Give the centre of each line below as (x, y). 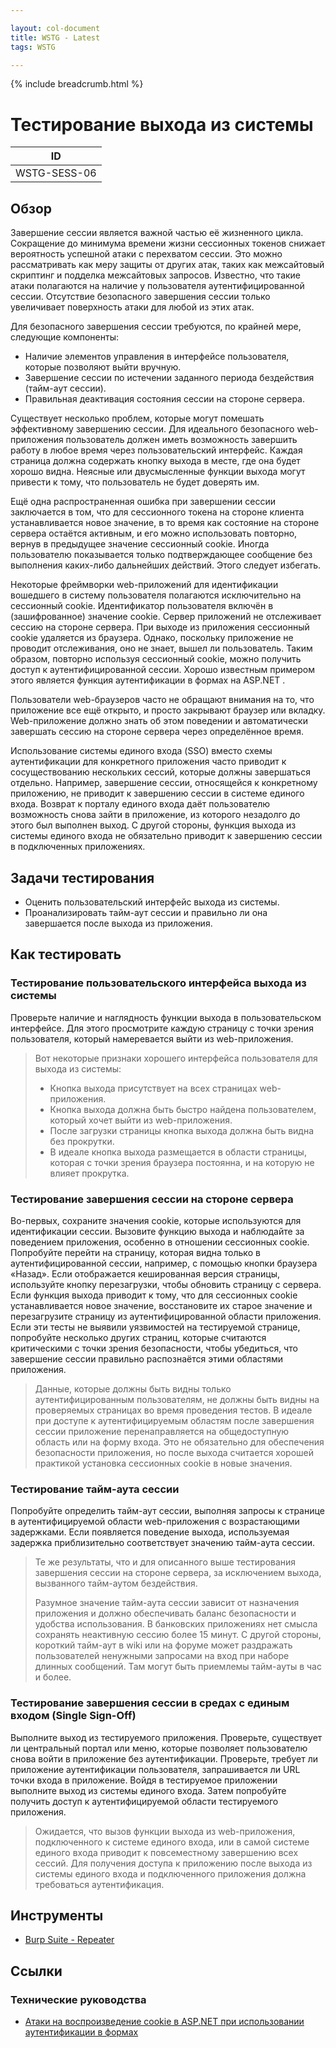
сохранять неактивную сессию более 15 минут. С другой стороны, (178, 1635)
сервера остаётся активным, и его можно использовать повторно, (154, 533)
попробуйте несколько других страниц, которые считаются (138, 1337)
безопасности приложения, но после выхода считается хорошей (174, 1452)
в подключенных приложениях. (78, 847)
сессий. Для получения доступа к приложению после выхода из (173, 1863)
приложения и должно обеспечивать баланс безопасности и (165, 1613)
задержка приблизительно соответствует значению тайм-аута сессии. (163, 1543)
